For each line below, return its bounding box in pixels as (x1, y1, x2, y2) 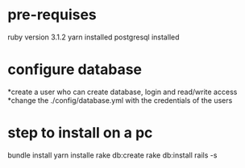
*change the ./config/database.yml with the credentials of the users (7, 95, 233, 105)
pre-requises (7, 6, 98, 24)
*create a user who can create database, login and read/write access (7, 87, 238, 96)
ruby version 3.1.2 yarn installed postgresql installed (7, 32, 180, 42)
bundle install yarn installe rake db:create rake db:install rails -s (7, 150, 218, 160)
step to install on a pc (7, 124, 153, 142)
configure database (7, 60, 143, 79)
